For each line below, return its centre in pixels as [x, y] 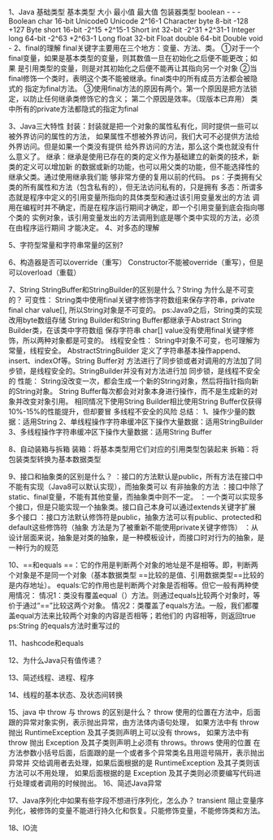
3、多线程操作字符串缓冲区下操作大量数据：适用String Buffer [110, 432]
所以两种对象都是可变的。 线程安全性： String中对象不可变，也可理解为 [141, 340]
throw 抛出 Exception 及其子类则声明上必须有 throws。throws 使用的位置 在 [135, 743]
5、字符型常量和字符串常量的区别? [66, 245]
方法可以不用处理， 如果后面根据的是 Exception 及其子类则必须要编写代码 [131, 773]
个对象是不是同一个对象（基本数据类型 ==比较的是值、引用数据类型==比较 [133, 575]
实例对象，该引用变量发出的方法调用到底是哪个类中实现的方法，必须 [145, 217]
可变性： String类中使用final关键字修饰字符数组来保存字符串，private [139, 300]
